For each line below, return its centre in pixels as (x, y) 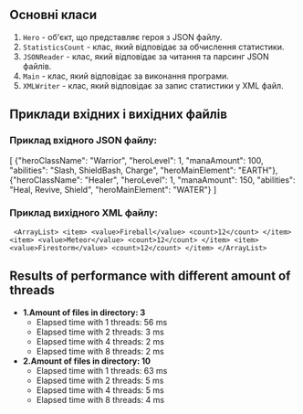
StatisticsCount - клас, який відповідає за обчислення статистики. (153, 47)
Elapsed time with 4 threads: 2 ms (100, 341)
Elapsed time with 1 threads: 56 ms (102, 322)
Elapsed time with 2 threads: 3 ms (100, 332)
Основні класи (53, 15)
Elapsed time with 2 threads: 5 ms (100, 380)
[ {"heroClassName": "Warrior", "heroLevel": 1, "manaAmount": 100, (136, 160)
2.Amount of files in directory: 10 (86, 361)
